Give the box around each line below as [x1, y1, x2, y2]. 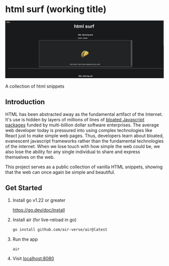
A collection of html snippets [5, 83, 64, 89]
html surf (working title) [5, 4, 107, 15]
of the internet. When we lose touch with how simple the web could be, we [5, 143, 160, 149]
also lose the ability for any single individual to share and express [5, 149, 140, 155]
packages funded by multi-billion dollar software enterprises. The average [5, 122, 159, 128]
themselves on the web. [5, 154, 55, 160]
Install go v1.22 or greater [12, 197, 66, 203]
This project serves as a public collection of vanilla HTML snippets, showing [5, 164, 163, 170]
